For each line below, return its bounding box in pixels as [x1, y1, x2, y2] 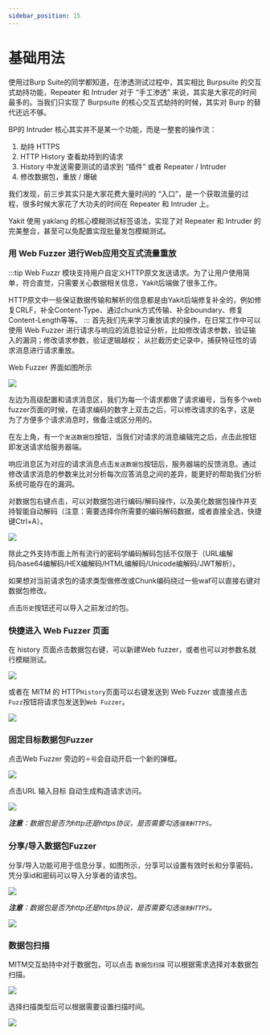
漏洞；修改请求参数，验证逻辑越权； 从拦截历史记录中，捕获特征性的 [22, 335, 250, 344]
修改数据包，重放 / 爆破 [19, 171, 98, 181]
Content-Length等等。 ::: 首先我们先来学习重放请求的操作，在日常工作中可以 [8, 315, 261, 324]
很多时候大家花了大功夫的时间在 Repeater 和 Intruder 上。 [22, 199, 214, 208]
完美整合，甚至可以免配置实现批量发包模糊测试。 [8, 226, 170, 236]
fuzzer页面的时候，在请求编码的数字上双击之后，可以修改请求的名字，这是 [8, 404, 256, 414]
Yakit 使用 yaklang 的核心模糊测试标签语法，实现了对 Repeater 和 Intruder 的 [8, 216, 261, 225]
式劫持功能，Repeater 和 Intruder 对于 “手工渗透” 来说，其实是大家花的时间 [8, 87, 257, 97]
